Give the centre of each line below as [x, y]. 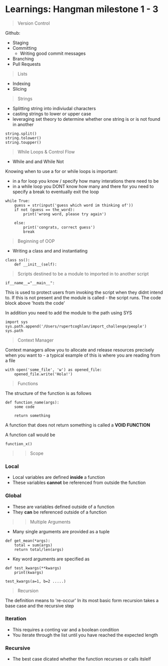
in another [23, 124]
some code [25, 407]
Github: [13, 33]
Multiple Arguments [50, 522]
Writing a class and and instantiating [50, 251]
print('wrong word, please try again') [65, 214]
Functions [28, 383]
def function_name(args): [32, 402]
